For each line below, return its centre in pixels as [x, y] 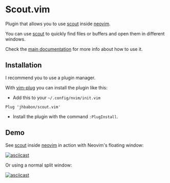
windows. [15, 39]
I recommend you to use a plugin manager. [50, 78]
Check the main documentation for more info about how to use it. [74, 49]
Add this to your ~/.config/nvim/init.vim [57, 97]
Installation [24, 65]
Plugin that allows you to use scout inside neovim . [58, 24]
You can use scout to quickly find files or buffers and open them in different [85, 33]
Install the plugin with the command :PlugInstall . [65, 116]
